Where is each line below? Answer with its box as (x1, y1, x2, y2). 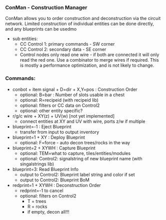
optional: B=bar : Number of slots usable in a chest (19, 92, 125, 98)
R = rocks (27, 203, 47, 209)
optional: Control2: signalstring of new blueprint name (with (19, 155, 142, 161)
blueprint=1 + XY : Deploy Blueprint (12, 134, 85, 140)
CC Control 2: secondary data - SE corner (19, 47, 106, 53)
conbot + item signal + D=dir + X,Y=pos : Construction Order (12, 86, 137, 92)
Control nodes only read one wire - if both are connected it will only (19, 52, 159, 58)
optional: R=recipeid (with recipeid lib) (19, 97, 99, 103)
